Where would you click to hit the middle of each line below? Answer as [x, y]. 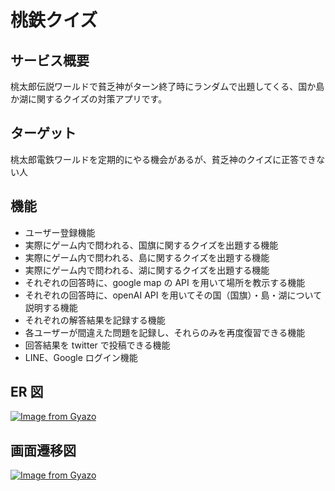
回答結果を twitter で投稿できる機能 [97, 345]
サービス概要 [50, 60]
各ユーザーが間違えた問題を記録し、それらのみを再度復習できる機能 [165, 332]
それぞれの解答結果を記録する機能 [95, 320]
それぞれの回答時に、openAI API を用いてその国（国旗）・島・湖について [173, 295]
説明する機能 [51, 307]
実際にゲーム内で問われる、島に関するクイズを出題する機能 [147, 257]
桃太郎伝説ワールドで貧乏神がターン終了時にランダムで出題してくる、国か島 [167, 86]
